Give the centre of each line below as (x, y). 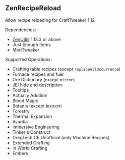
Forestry (21, 111)
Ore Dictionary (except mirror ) (44, 79)
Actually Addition (30, 95)
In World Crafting (30, 148)
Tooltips (21, 90)
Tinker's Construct (31, 132)
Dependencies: (21, 30)
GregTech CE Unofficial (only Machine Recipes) (61, 137)
